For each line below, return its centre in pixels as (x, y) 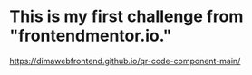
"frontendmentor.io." (91, 36)
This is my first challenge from (126, 17)
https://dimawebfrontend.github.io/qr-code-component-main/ (125, 61)
